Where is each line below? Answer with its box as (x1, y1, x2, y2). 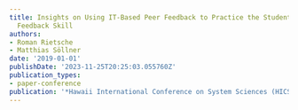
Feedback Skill (17, 21, 74, 30)
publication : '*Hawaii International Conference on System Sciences (9, 87, 268, 96)
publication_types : (9, 71, 82, 80)
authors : (9, 29, 42, 38)
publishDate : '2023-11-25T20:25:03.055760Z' (9, 63, 176, 72)
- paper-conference (9, 79, 82, 88)
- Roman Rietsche (9, 37, 74, 47)
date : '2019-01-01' (9, 54, 82, 63)
